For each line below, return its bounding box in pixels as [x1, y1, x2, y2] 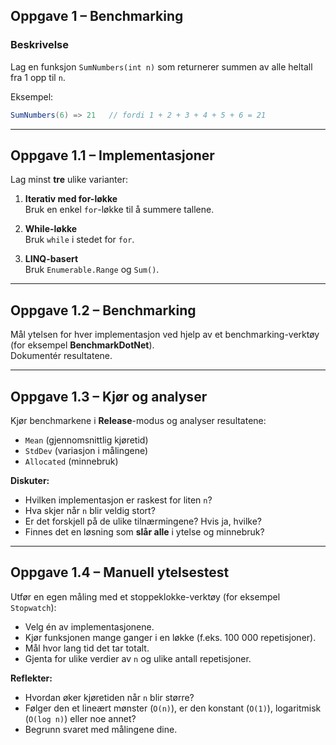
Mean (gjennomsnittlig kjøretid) [24, 434, 149, 446]
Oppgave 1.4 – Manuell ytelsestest [10, 564, 230, 581]
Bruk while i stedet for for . [24, 234, 135, 246]
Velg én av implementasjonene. [24, 620, 155, 633]
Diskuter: [10, 475, 50, 486]
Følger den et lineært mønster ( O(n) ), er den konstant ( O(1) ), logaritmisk [24, 702, 322, 714]
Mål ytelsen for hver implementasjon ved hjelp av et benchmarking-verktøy [10, 329, 320, 341]
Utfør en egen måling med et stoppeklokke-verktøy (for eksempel [10, 590, 281, 603]
